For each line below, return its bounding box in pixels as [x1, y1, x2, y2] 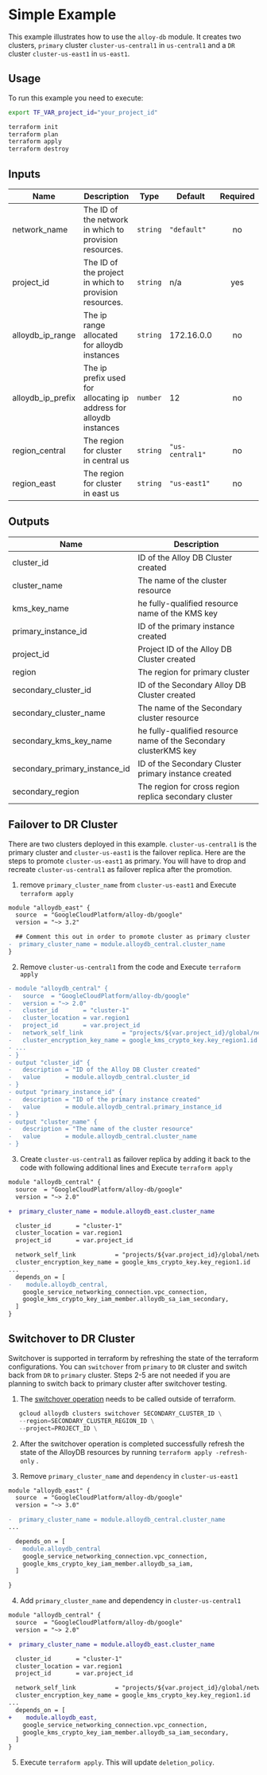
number [137, 393, 162, 402]
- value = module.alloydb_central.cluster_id [8, 1073, 191, 1081]
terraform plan [8, 130, 59, 139]
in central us [83, 455, 130, 466]
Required [219, 190, 255, 201]
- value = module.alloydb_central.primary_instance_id [8, 1103, 222, 1111]
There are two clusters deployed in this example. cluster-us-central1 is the [8, 839, 257, 849]
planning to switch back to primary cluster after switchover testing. [8, 1378, 228, 1388]
